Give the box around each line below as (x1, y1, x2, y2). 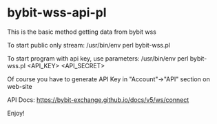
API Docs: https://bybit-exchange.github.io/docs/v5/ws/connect (7, 95, 189, 104)
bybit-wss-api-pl (7, 5, 107, 21)
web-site (7, 82, 32, 90)
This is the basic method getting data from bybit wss (7, 28, 156, 36)
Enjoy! (7, 109, 25, 117)
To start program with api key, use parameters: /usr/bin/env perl (7, 54, 189, 63)
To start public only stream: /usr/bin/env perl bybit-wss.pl (7, 41, 171, 49)
